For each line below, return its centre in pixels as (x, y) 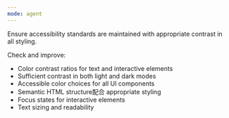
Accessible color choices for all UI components (86, 83)
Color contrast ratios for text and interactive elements (95, 68)
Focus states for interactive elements (71, 100)
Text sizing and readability (56, 107)
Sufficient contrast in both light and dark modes (87, 76)
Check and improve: (37, 55)
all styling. (22, 41)
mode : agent (25, 14)
